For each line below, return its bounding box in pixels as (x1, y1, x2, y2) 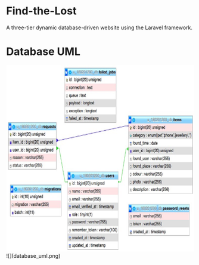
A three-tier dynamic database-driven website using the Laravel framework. (6, 24, 192, 31)
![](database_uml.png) (6, 252, 61, 259)
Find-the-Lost (6, 4, 77, 18)
